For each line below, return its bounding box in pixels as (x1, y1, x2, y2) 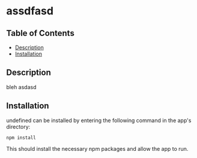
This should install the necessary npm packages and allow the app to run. (6, 145, 189, 152)
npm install (6, 135, 36, 141)
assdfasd (6, 4, 54, 18)
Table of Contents (6, 28, 75, 38)
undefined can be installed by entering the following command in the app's (6, 117, 192, 124)
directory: (6, 123, 31, 130)
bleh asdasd (6, 83, 37, 90)
